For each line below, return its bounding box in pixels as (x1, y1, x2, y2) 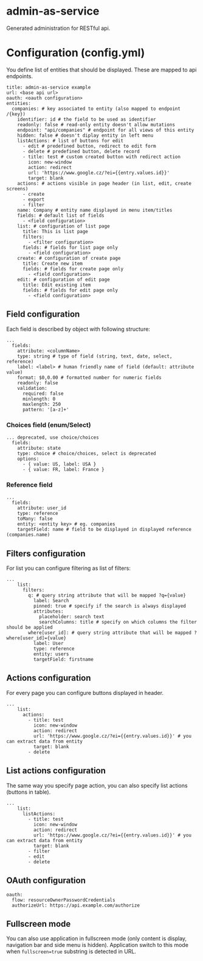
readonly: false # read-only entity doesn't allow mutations (17, 121, 175, 128)
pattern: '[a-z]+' (22, 406, 69, 412)
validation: (17, 385, 47, 391)
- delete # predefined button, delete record (22, 148, 140, 154)
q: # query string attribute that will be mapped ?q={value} (28, 592, 187, 599)
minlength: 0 (22, 395, 56, 402)
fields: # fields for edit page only (22, 287, 119, 293)
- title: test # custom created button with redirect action (22, 154, 181, 160)
